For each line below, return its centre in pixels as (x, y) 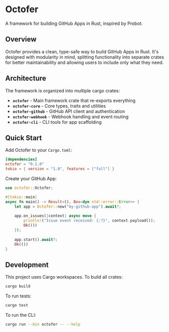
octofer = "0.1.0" (25, 164)
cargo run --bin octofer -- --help (43, 324)
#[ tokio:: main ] (21, 197)
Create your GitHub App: (31, 178)
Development (27, 265)
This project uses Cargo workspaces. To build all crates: (64, 277)
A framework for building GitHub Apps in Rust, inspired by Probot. (74, 23)
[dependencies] (21, 159)
